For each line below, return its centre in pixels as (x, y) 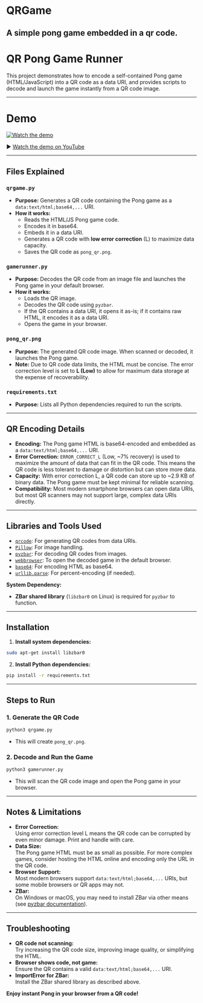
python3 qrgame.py (29, 730)
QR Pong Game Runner (65, 59)
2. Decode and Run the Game (50, 757)
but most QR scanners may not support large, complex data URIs (96, 495)
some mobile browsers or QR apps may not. (70, 885)
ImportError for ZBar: (42, 975)
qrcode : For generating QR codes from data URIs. (76, 540)
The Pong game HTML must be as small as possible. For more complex (104, 852)
